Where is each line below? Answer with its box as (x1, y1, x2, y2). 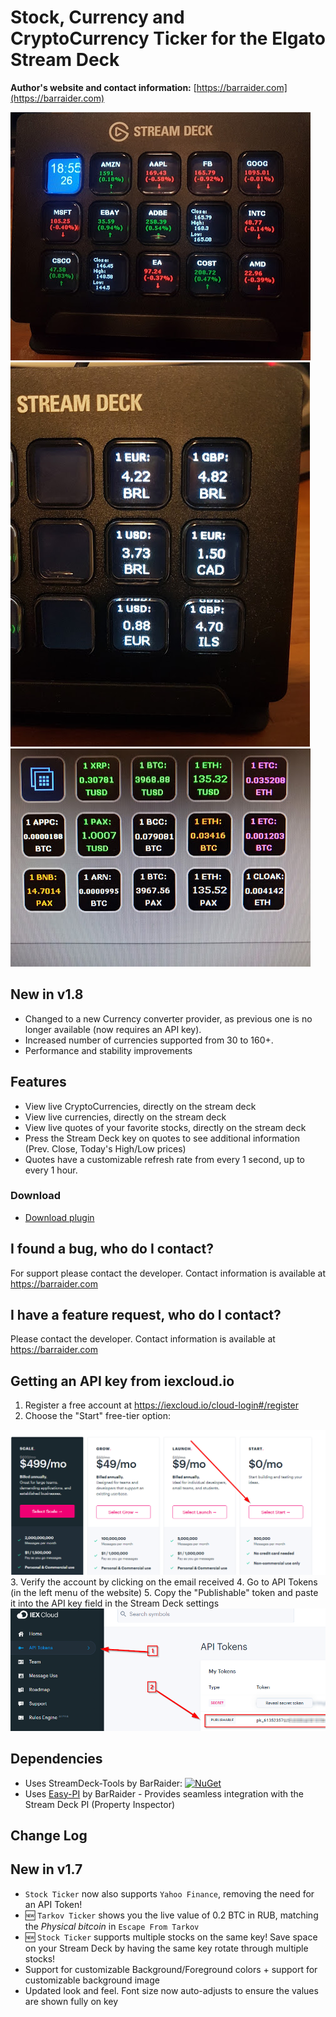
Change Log (10, 1827, 88, 1845)
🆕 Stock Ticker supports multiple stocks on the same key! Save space (24, 1931, 318, 1943)
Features (10, 1074, 67, 1091)
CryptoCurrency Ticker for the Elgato (10, 27, 326, 50)
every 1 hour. (24, 1164, 78, 1176)
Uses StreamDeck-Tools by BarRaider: (24, 1777, 183, 1789)
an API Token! (24, 1898, 83, 1910)
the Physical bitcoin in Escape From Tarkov (24, 1920, 200, 1932)
